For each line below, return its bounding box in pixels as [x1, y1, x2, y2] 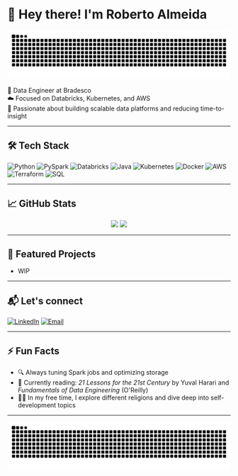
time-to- [200, 104, 225, 113]
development [17, 400, 57, 409]
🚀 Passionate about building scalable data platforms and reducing [7, 104, 200, 113]
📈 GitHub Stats [7, 198, 76, 210]
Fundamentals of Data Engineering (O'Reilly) [17, 385, 149, 394]
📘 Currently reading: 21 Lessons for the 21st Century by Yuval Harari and [17, 378, 229, 387]
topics [57, 400, 76, 409]
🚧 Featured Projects [7, 248, 96, 260]
